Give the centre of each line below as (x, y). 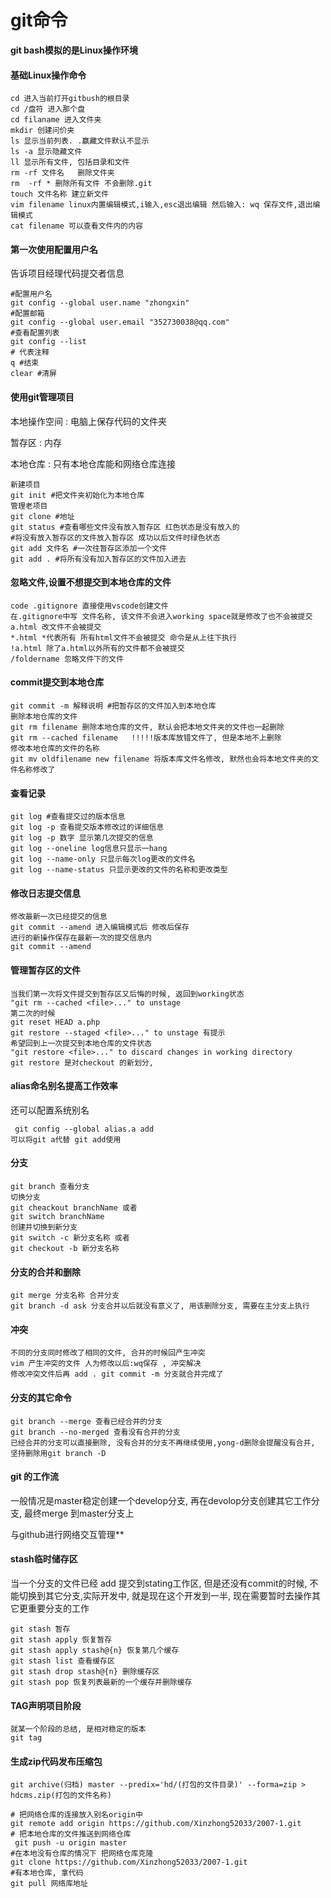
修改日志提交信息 (45, 893)
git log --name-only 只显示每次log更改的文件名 (103, 859)
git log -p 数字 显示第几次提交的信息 (82, 838)
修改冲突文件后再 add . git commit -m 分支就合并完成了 (117, 1374)
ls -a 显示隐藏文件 (46, 152)
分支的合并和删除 (45, 1272)
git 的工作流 (35, 1477)
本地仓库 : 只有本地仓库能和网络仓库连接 (93, 463)
